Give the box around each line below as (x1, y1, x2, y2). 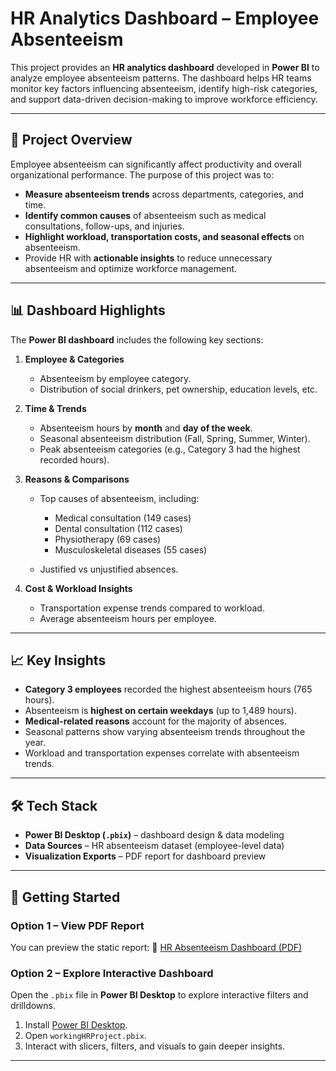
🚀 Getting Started (10, 888, 121, 906)
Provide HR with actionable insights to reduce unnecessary (24, 252, 273, 264)
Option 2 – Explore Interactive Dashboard (10, 966, 214, 980)
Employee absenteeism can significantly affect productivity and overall (10, 158, 302, 170)
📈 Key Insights (10, 652, 107, 669)
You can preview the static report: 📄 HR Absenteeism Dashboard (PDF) (10, 941, 303, 953)
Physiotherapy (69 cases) (54, 533, 162, 545)
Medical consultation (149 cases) (54, 512, 192, 524)
